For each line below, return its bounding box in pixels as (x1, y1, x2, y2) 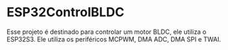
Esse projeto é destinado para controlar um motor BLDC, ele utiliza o (6, 27, 207, 36)
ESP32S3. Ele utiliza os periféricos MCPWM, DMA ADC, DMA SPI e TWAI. (6, 35, 222, 43)
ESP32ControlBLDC (6, 4, 125, 20)
